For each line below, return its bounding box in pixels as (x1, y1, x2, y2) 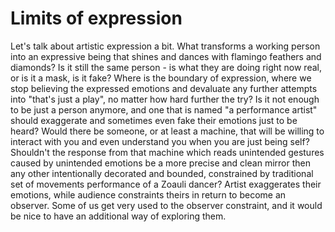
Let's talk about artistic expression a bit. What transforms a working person (10, 40, 321, 52)
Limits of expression (10, 7, 183, 30)
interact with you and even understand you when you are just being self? (10, 135, 310, 147)
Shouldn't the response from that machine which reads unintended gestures (10, 146, 325, 158)
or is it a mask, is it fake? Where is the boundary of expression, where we (10, 72, 312, 84)
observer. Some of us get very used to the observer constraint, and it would (10, 199, 323, 211)
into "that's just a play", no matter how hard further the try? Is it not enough (10, 93, 320, 105)
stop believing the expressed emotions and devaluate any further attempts (10, 82, 318, 94)
